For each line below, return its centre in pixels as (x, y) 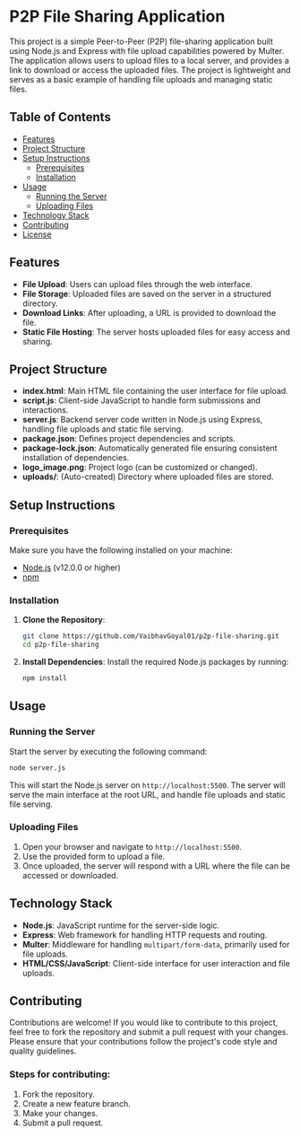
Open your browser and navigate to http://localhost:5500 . (132, 846)
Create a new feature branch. (77, 1103)
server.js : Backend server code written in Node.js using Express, (142, 420)
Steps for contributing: (60, 1074)
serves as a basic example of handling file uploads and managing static (141, 79)
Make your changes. (60, 1113)
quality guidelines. (43, 1051)
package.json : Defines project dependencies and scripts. (129, 439)
